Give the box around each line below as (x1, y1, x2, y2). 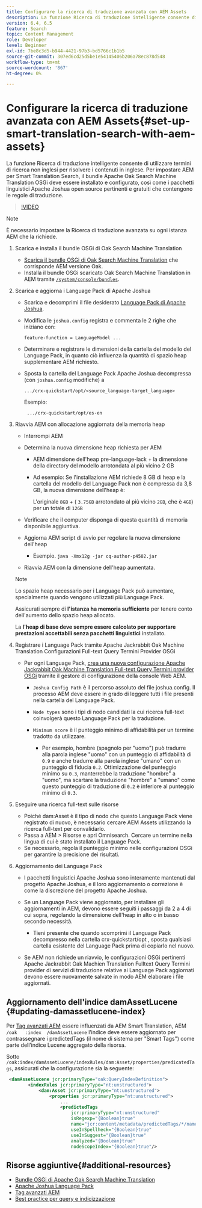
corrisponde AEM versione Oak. (23, 263, 103, 270)
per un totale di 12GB (32, 505, 83, 512)
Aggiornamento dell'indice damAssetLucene (6, 997, 178, 1007)
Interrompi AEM (23, 433, 63, 440)
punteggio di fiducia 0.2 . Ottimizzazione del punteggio (41, 763, 177, 771)
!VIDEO (20, 203, 39, 211)
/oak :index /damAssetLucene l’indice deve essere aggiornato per (6, 1029, 176, 1035)
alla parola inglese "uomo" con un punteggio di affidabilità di (41, 751, 192, 758)
